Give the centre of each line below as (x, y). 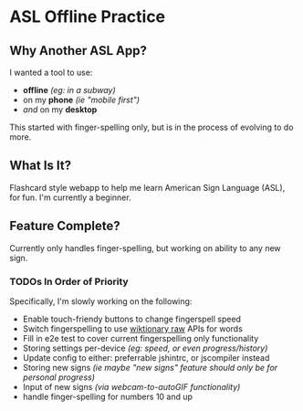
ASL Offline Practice (88, 17)
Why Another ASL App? (78, 51)
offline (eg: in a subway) (69, 90)
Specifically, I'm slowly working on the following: (101, 301)
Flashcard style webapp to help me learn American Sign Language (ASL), (147, 187)
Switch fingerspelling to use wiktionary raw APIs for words (133, 328)
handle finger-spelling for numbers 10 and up (108, 396)
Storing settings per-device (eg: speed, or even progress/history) (145, 348)
